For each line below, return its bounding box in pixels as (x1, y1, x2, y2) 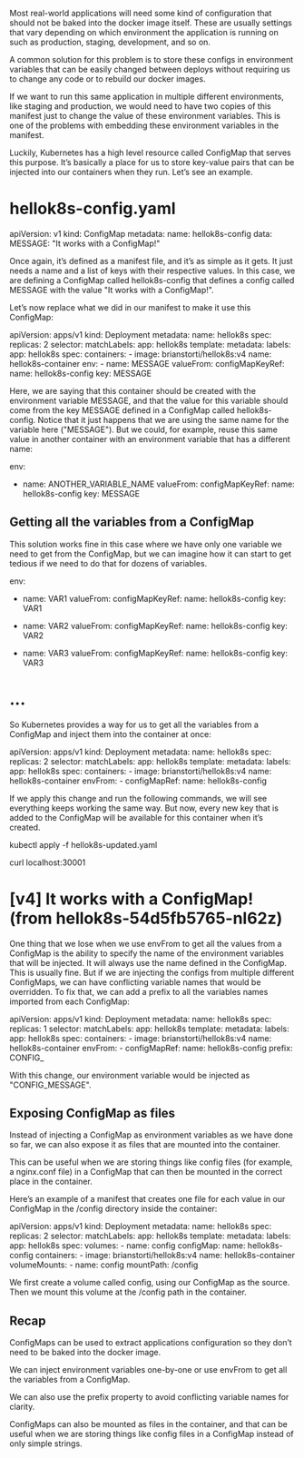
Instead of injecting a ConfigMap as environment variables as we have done (9, 1129, 293, 1140)
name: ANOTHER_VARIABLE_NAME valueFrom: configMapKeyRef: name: (22, 478, 295, 489)
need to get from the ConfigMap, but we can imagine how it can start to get (9, 548, 292, 559)
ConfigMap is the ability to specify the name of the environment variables (9, 948, 284, 959)
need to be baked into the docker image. (9, 1347, 162, 1358)
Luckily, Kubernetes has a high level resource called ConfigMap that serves (9, 147, 292, 158)
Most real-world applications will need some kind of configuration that (9, 8, 272, 18)
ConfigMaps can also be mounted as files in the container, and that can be (9, 1419, 289, 1430)
